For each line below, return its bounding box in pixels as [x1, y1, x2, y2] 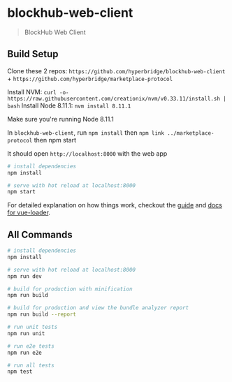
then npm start [34, 135, 77, 144]
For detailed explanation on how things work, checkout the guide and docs [7, 201, 222, 210]
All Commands [7, 228, 73, 240]
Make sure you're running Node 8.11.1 [7, 115, 114, 123]
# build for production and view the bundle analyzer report [7, 304, 189, 311]
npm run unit [7, 330, 45, 337]
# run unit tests [7, 323, 58, 331]
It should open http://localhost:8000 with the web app [7, 149, 168, 158]
